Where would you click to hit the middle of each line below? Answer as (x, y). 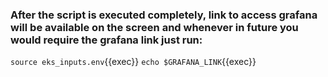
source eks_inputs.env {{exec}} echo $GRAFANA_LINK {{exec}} (133, 62)
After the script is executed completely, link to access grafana (164, 15)
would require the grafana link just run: (106, 40)
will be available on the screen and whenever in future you (154, 27)
